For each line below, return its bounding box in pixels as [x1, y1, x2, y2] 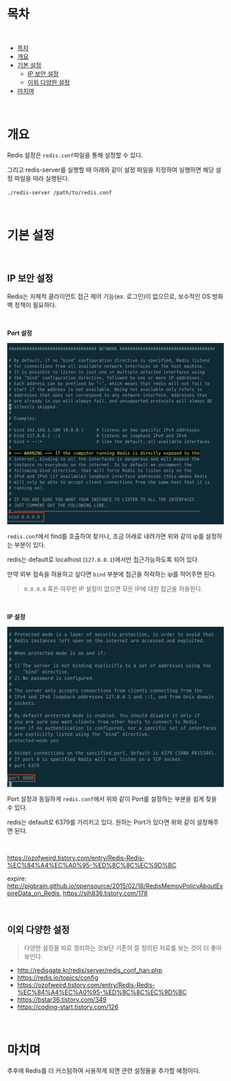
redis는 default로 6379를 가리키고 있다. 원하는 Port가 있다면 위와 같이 [7, 818, 195, 827]
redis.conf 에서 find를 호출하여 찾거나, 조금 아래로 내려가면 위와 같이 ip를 [7, 532, 204, 541]
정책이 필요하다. [14, 300, 57, 309]
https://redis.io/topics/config [16, 973, 98, 982]
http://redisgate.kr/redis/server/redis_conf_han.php [16, 966, 163, 974]
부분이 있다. [14, 541, 46, 549]
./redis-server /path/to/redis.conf [7, 189, 112, 196]
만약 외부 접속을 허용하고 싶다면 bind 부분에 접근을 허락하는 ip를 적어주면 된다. [7, 570, 217, 579]
